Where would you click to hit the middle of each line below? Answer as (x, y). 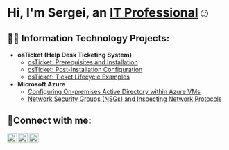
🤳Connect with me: (49, 121)
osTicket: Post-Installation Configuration (85, 69)
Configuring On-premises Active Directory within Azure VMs (114, 92)
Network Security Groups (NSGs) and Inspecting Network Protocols (125, 99)
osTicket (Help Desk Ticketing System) (75, 55)
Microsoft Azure (41, 84)
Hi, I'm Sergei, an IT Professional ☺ (109, 13)
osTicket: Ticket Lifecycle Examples (79, 77)
